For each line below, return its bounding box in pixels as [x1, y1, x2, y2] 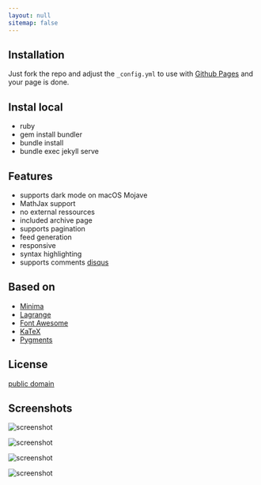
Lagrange [19, 310, 51, 319]
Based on [8, 280, 55, 294]
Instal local [8, 100, 63, 114]
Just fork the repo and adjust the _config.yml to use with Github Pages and [8, 69, 254, 79]
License [8, 358, 48, 371]
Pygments [19, 335, 53, 344]
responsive [19, 240, 57, 250]
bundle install [19, 138, 64, 148]
